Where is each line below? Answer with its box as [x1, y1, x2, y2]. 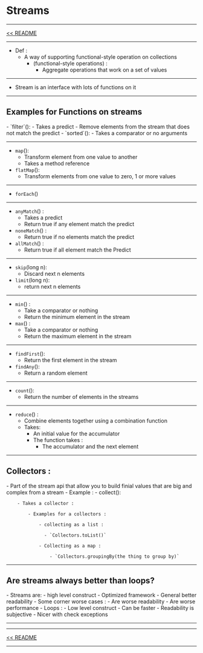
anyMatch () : [14, 207, 44, 215]
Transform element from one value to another [24, 153, 138, 161]
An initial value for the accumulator [33, 430, 120, 437]
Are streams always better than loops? [6, 575, 155, 586]
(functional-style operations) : [33, 59, 108, 67]
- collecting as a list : [38, 521, 104, 527]
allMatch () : [14, 239, 44, 247]
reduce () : [14, 410, 39, 418]
